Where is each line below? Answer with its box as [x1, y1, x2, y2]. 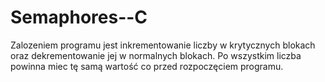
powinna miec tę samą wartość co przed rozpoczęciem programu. [10, 60, 284, 72]
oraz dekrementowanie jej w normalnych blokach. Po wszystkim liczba [10, 49, 302, 61]
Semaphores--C [10, 6, 148, 29]
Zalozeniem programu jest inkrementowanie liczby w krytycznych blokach [10, 39, 316, 51]
